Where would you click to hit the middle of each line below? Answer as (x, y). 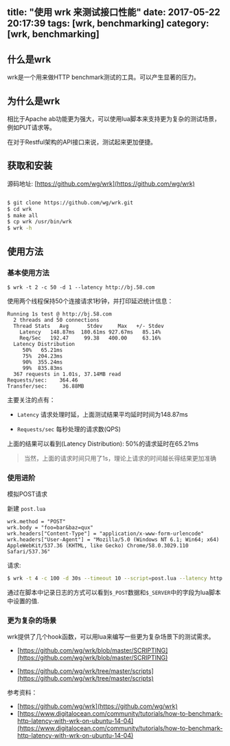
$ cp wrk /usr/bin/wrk (39, 222)
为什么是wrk (34, 101)
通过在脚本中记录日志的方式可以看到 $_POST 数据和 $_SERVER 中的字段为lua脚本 (114, 593)
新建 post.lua (26, 509)
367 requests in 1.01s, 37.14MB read (67, 374)
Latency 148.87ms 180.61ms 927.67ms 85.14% (90, 332)
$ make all (23, 215)
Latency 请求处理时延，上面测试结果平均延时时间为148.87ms (102, 414)
